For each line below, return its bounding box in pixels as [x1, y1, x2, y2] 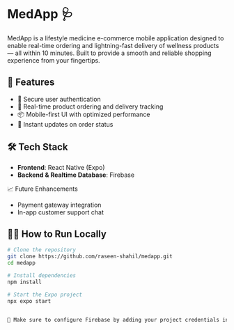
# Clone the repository [7, 246, 77, 253]
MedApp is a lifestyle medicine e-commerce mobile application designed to [7, 33, 224, 42]
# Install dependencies [7, 272, 77, 279]
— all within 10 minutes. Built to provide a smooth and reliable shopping [7, 49, 212, 57]
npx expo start [7, 297, 52, 304]
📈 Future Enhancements [7, 184, 78, 193]
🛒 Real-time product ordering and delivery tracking [17, 102, 164, 111]
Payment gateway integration [17, 201, 102, 209]
